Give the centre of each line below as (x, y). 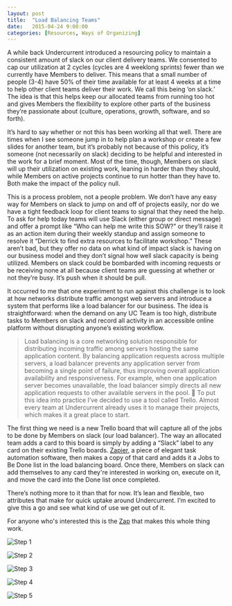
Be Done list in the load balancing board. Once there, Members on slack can (116, 465)
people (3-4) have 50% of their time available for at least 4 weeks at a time (114, 82)
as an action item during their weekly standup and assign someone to (106, 234)
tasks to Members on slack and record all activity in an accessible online (110, 321)
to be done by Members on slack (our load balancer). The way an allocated (114, 436)
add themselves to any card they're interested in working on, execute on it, (114, 472)
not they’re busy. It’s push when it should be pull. (77, 278)
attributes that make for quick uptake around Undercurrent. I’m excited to (111, 501)
